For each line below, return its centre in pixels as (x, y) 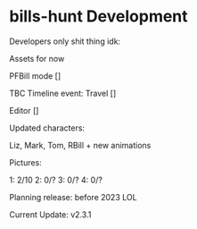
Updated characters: (47, 128)
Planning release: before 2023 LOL (73, 197)
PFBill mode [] (35, 76)
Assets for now (37, 58)
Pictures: (25, 162)
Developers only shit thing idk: (65, 41)
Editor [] (24, 110)
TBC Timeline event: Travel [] (63, 93)
